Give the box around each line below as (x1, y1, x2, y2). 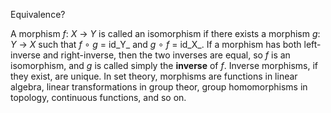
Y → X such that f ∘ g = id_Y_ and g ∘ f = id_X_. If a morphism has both (10, 39, 302, 50)
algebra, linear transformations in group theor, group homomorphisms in (10, 81, 308, 93)
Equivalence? (10, 9, 66, 20)
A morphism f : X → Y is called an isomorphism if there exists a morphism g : (10, 28, 321, 39)
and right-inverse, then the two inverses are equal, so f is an (42, 49, 291, 61)
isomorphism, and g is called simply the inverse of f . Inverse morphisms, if (10, 60, 319, 71)
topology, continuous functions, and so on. (10, 92, 187, 103)
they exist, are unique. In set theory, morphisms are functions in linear (10, 70, 298, 82)
